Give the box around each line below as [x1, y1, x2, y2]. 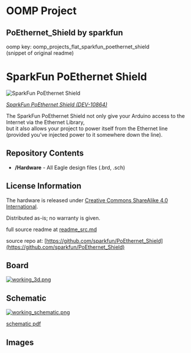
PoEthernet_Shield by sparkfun [6, 28, 123, 38]
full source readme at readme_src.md [6, 226, 97, 233]
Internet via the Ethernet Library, [6, 118, 85, 126]
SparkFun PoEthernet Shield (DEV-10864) [6, 101, 108, 108]
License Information [6, 181, 81, 191]
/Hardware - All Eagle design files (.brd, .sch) [14, 164, 126, 171]
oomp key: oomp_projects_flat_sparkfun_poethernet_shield [6, 43, 150, 50]
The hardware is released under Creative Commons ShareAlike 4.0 [6, 196, 168, 204]
